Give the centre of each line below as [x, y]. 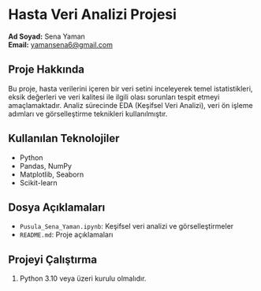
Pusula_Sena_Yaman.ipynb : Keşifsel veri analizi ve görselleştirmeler [127, 226]
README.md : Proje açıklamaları [66, 235]
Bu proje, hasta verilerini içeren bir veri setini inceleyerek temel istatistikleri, [130, 88]
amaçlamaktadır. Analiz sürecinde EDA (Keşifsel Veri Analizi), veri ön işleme [131, 105]
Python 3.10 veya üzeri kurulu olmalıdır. [83, 278]
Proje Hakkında [47, 70]
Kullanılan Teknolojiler [64, 138]
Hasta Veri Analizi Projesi [93, 15]
